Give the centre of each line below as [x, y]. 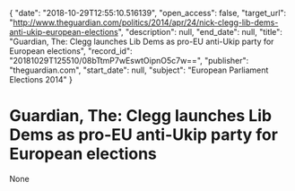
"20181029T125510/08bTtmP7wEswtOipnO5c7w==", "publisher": [129, 61]
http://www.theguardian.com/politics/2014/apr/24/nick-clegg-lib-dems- [146, 22]
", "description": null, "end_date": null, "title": [200, 32]
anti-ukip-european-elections [64, 32]
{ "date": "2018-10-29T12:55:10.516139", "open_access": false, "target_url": [148, 13]
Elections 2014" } [41, 79]
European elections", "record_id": [71, 51]
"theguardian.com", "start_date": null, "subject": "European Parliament [139, 70]
